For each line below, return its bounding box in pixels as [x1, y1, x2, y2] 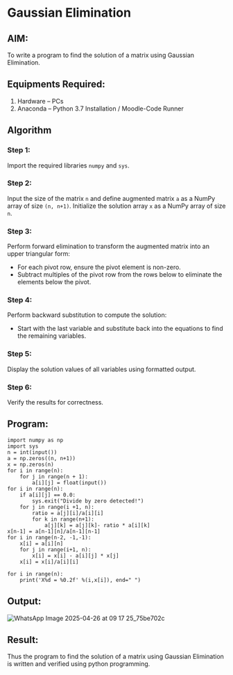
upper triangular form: [7, 250, 71, 258]
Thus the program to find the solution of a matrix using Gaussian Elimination [7, 652, 224, 661]
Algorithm [7, 124, 52, 136]
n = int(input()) [7, 448, 58, 456]
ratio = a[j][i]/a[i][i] [32, 510, 104, 517]
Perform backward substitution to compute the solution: [7, 311, 167, 319]
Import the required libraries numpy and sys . [7, 161, 130, 170]
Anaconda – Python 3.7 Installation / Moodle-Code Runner [17, 104, 184, 113]
